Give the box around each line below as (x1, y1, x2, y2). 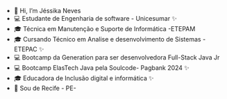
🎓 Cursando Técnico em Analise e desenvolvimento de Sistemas (13, 35, 201, 43)
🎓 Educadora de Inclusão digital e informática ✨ (13, 74, 154, 82)
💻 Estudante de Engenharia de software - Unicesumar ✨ (13, 15, 177, 22)
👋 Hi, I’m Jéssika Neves (13, 7, 81, 15)
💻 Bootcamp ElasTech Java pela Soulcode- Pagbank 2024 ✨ (13, 64, 190, 72)
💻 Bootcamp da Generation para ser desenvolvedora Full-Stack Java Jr (13, 53, 220, 62)
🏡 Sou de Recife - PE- (13, 84, 76, 92)
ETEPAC (13, 45, 37, 53)
